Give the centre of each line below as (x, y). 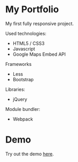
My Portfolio (32, 9)
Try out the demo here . (30, 154)
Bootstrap (23, 79)
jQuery (20, 99)
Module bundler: (23, 109)
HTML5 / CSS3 (28, 43)
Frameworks (18, 64)
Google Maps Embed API (39, 54)
